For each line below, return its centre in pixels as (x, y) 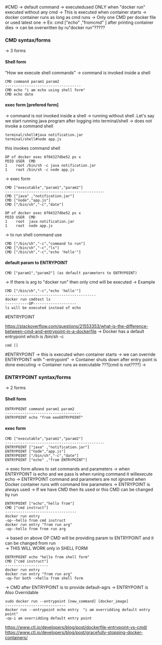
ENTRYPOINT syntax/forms (38, 377)
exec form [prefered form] (32, 105)
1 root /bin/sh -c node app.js (40, 170)
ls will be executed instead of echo (43, 308)
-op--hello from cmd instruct (36, 520)
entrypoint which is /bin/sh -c (34, 336)
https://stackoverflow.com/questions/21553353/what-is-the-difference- (77, 326)
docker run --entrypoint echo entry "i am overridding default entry (78, 610)
